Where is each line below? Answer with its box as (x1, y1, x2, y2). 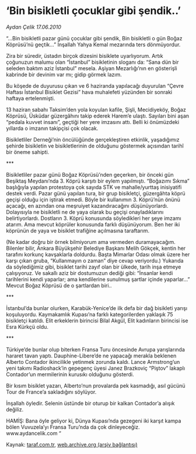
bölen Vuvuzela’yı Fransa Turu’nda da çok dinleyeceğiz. (6, 423, 140, 431)
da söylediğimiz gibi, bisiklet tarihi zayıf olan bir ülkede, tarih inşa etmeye (6, 263, 181, 270)
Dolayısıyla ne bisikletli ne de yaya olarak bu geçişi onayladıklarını (6, 208, 164, 215)
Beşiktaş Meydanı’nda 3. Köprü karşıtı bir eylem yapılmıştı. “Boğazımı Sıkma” (6, 177, 190, 184)
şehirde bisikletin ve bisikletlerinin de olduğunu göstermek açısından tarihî (6, 142, 184, 149)
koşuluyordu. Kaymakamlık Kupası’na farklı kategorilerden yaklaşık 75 (6, 311, 173, 318)
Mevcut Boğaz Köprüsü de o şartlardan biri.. (6, 282, 112, 289)
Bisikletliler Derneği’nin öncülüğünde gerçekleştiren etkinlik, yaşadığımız (6, 136, 180, 143)
